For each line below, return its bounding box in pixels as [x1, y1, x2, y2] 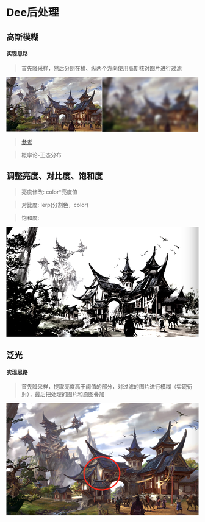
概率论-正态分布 [21, 151, 62, 158]
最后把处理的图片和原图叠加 [34, 390, 105, 398]
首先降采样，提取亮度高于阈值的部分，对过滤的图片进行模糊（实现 [21, 383, 187, 390]
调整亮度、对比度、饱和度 [6, 171, 103, 182]
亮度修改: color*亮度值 [21, 188, 78, 196]
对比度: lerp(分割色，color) [21, 201, 89, 208]
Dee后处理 [6, 5, 59, 19]
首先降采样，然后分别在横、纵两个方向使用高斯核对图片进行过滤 [21, 65, 182, 72]
